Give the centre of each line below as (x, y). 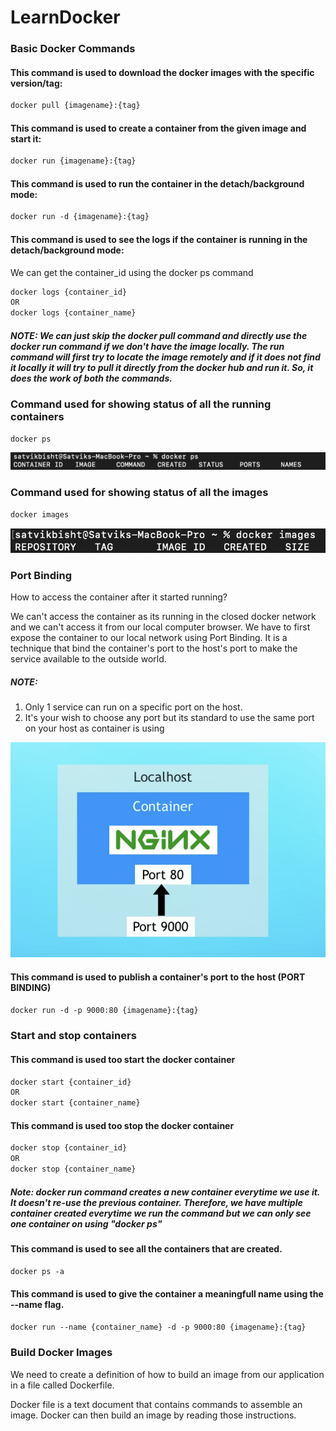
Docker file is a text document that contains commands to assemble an (156, 1404)
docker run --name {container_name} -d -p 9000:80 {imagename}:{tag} (158, 1327)
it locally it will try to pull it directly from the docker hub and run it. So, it (162, 367)
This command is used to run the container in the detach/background (157, 183)
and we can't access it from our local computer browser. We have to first (160, 627)
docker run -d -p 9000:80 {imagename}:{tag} (104, 1010)
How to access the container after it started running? (119, 597)
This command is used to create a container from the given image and (158, 128)
